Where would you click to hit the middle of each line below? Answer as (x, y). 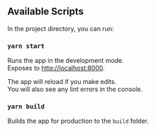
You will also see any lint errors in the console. (75, 89)
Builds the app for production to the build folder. (78, 121)
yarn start (26, 46)
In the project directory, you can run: (61, 28)
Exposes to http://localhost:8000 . (56, 68)
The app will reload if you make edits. (62, 82)
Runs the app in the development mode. (66, 61)
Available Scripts (45, 12)
